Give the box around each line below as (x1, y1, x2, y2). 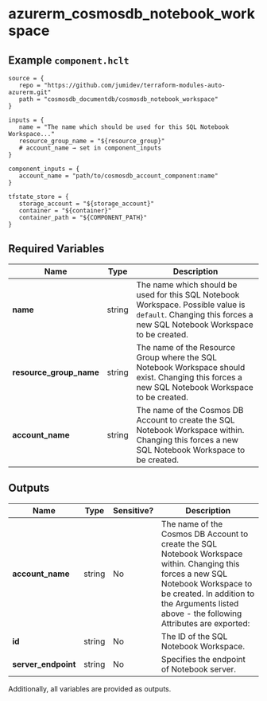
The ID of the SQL (161, 630, 228, 641)
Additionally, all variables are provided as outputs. (8, 683, 172, 693)
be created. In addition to (161, 588, 255, 599)
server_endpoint (12, 658, 76, 669)
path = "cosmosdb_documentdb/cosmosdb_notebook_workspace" (18, 95, 219, 103)
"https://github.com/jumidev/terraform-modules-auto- (43, 81, 226, 89)
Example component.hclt (8, 53, 130, 67)
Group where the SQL (136, 352, 217, 363)
